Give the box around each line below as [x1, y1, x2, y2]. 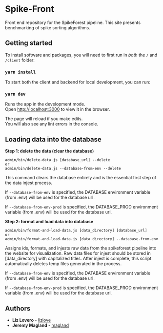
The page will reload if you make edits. [5, 116, 83, 122]
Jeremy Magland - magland [12, 322, 69, 328]
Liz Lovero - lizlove [12, 317, 51, 323]
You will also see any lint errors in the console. [5, 121, 99, 127]
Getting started [5, 39, 53, 47]
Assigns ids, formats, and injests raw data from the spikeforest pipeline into [5, 245, 157, 251]
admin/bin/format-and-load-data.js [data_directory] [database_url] [5, 228, 147, 233]
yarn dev [5, 91, 26, 97]
